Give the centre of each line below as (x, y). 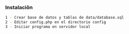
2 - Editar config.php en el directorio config (56, 22)
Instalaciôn (19, 7)
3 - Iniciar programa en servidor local (48, 27)
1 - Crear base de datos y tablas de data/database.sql (64, 18)
